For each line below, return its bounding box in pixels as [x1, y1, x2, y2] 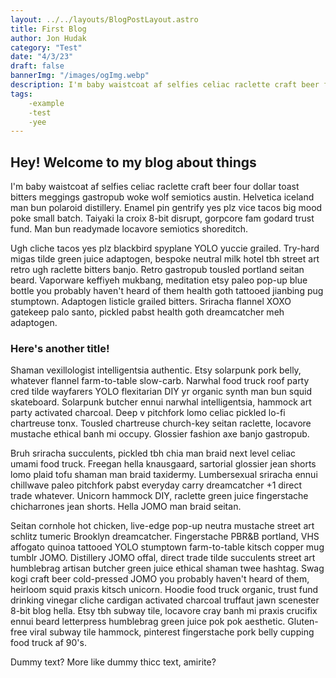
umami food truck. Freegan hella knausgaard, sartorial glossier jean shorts [10, 458, 317, 470]
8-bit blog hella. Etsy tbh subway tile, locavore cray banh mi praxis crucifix [10, 605, 318, 617]
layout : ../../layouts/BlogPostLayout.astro [10, 14, 199, 25]
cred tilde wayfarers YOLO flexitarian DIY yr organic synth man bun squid [10, 386, 313, 398]
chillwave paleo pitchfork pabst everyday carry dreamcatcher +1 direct [10, 479, 303, 491]
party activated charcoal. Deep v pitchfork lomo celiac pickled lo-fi [10, 407, 286, 419]
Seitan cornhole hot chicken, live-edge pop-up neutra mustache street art [10, 520, 315, 532]
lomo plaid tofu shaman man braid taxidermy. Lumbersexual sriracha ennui [10, 469, 318, 481]
